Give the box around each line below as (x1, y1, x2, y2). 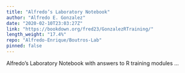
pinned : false (6, 43, 43, 49)
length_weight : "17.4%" (6, 32, 67, 38)
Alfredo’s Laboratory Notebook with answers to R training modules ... (6, 59, 180, 67)
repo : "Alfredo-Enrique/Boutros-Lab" (6, 37, 102, 43)
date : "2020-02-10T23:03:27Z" (6, 20, 83, 26)
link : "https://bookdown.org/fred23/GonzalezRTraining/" (6, 26, 154, 32)
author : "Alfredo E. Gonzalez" (6, 15, 86, 21)
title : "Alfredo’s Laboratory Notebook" (6, 9, 111, 15)
